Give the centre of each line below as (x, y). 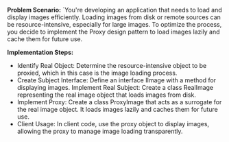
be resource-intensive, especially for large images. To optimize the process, (114, 24)
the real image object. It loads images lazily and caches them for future (117, 109)
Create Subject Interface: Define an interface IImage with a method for (117, 80)
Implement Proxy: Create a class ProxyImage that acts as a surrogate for (119, 102)
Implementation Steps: (40, 52)
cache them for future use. (45, 39)
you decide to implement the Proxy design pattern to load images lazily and (114, 32)
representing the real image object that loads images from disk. (107, 95)
